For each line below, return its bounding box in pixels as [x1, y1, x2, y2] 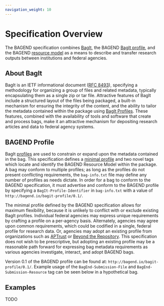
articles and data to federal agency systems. [5, 124, 94, 130]
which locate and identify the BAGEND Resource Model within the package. [5, 161, 158, 167]
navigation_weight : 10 [5, 7, 51, 12]
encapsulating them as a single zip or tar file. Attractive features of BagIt [5, 93, 151, 99]
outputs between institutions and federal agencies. [5, 55, 108, 61]
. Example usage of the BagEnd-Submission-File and [31, 264, 136, 270]
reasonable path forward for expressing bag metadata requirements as [5, 244, 148, 250]
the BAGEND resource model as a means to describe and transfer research [5, 50, 157, 55]
